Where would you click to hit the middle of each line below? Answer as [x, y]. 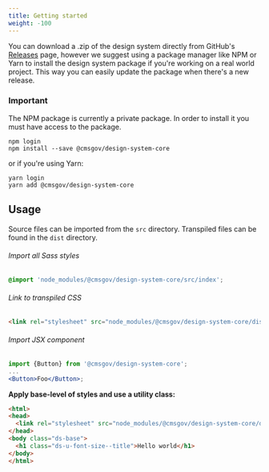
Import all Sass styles [44, 256]
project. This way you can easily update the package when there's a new [129, 71]
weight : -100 [30, 23]
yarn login [26, 178]
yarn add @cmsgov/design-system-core [71, 185]
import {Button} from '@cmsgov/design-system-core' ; [98, 364]
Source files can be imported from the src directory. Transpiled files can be [132, 228]
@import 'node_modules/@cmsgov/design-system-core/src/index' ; [116, 280]
